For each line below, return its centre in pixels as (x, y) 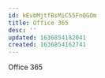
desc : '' (22, 30)
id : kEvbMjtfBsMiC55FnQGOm (52, 15)
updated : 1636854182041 (47, 37)
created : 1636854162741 (47, 45)
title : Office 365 (38, 23)
